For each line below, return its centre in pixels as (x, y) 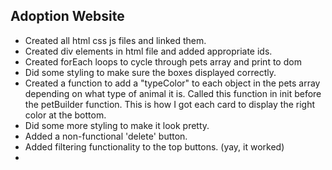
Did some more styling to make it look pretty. (117, 125)
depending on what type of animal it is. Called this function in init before (173, 93)
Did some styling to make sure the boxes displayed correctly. (150, 72)
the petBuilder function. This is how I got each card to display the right (169, 104)
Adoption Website (67, 16)
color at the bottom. (65, 115)
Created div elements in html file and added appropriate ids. (148, 51)
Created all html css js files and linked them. (115, 40)
